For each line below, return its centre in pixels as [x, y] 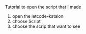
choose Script [26, 21]
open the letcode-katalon [38, 16]
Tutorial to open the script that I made [43, 7]
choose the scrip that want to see [46, 26]
